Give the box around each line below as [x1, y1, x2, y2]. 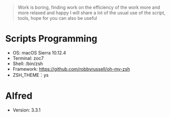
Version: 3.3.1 [12, 107, 41, 113]
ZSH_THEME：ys [12, 72, 49, 78]
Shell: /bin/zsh [12, 61, 43, 67]
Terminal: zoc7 [12, 55, 44, 61]
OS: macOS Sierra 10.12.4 [12, 49, 66, 55]
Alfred [5, 90, 33, 102]
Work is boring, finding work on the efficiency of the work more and [17, 5, 160, 10]
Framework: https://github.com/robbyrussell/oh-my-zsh [12, 66, 130, 72]
